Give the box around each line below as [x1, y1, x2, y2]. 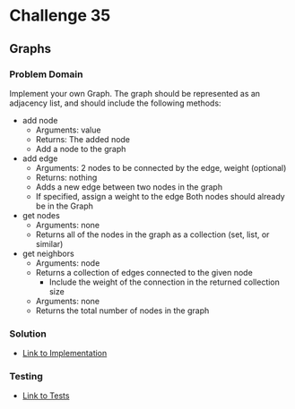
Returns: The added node [35, 133, 131, 144]
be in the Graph [35, 200, 94, 211]
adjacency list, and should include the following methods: [9, 98, 221, 108]
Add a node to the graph [35, 143, 126, 154]
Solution [9, 328, 48, 340]
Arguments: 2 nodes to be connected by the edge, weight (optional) [35, 162, 287, 173]
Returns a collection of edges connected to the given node [35, 267, 253, 277]
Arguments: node [35, 257, 100, 268]
